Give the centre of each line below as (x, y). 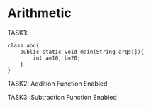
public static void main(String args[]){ (82, 52)
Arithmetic (40, 13)
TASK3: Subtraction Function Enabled (62, 97)
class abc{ (23, 45)
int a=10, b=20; (57, 58)
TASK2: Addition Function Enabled (57, 84)
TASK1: (18, 33)
